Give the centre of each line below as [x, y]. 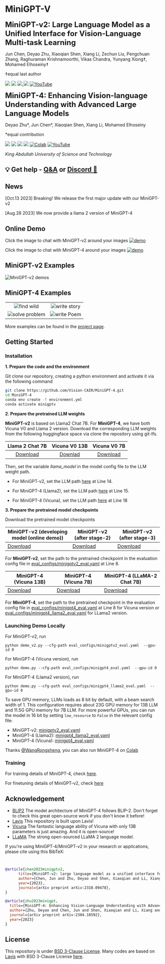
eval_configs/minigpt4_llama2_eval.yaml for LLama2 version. [67, 613]
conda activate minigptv [30, 404]
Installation [19, 356]
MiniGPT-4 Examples [38, 293]
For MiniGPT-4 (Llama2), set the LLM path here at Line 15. [70, 491]
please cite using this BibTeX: [35, 852]
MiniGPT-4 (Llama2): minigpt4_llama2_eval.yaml [61, 736]
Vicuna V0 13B [69, 446]
